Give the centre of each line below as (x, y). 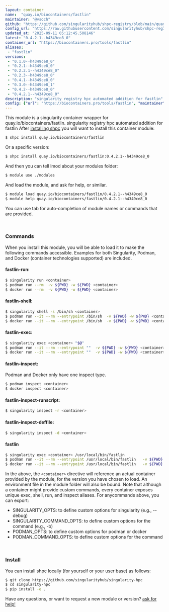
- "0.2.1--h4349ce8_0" (31, 66)
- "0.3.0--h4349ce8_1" (31, 84)
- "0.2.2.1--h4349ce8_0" (33, 71)
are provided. (19, 214)
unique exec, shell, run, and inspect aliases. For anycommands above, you (82, 495)
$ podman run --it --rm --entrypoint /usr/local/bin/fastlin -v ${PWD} (84, 460)
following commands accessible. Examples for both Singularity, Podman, (80, 252)
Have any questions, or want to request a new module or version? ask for (81, 599)
